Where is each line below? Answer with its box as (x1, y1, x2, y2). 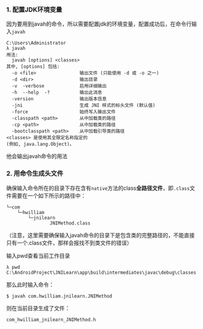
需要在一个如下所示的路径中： (11, 192, 86, 199)
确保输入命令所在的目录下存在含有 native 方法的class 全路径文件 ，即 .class (6, 184, 190, 192)
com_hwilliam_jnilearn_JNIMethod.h (6, 316, 96, 323)
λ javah (6, 46, 26, 52)
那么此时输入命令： (6, 281, 55, 288)
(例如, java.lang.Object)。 (6, 141, 75, 147)
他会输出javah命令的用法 (6, 153, 68, 160)
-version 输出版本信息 (12, 96, 107, 102)
